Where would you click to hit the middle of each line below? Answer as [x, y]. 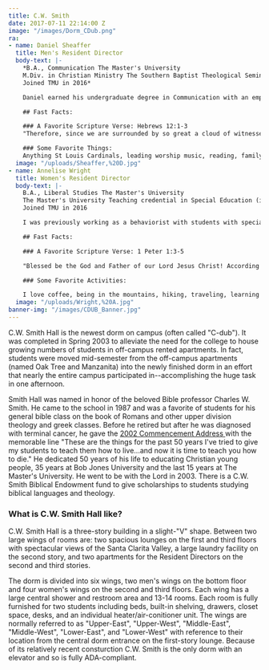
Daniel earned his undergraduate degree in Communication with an [136, 97]
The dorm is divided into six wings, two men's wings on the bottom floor [127, 581]
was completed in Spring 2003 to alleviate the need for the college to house [133, 341]
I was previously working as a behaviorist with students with [130, 222]
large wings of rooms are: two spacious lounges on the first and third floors [132, 540]
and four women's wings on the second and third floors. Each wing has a [129, 590]
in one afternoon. [37, 384]
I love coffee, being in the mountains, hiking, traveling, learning [141, 295]
